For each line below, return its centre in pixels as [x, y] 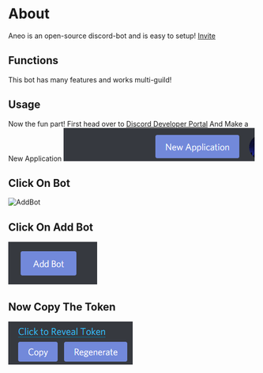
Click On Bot [39, 183]
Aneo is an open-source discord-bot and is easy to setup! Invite [112, 36]
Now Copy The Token [62, 307]
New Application [35, 158]
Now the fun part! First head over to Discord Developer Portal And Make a [128, 124]
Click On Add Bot [51, 227]
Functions [34, 61]
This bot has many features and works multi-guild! [90, 79]
